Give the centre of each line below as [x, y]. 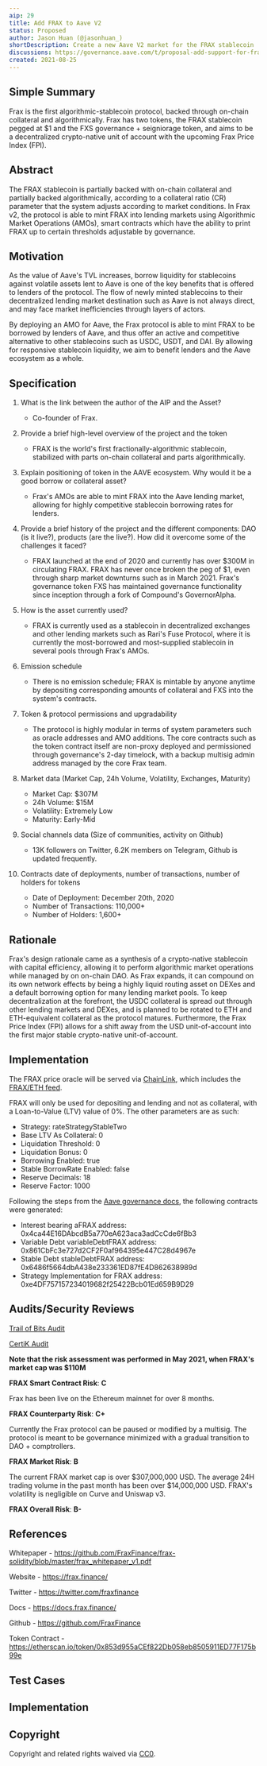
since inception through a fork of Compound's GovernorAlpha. [134, 595]
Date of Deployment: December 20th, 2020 [103, 898]
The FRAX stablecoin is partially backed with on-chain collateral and [120, 189]
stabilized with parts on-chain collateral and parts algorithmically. [139, 457]
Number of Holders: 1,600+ [77, 915]
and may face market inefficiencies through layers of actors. [107, 309]
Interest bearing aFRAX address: [74, 1225]
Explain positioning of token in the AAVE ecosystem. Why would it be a [136, 473]
